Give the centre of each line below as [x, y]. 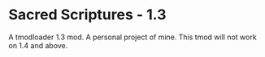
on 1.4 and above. [38, 45]
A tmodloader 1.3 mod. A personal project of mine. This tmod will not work [133, 37]
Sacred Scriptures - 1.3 [87, 15]
